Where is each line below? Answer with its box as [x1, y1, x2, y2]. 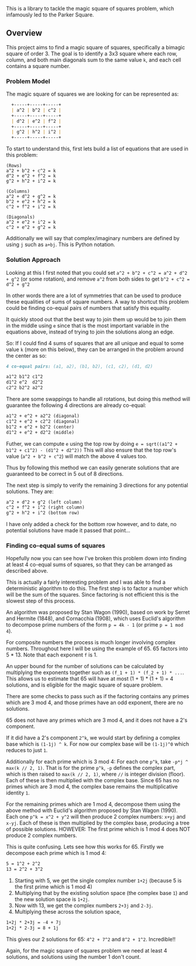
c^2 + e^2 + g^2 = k [6, 224, 57, 231]
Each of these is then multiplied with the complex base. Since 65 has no [6, 777, 180, 784]
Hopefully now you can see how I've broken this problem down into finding [6, 555, 187, 562]
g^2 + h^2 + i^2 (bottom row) [6, 510, 80, 516]
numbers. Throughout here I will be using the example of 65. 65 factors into [6, 645, 188, 652]
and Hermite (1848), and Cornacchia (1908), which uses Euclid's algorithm [6, 615, 185, 622]
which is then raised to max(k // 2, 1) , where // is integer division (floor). [6, 770, 185, 777]
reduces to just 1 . [6, 747, 48, 754]
